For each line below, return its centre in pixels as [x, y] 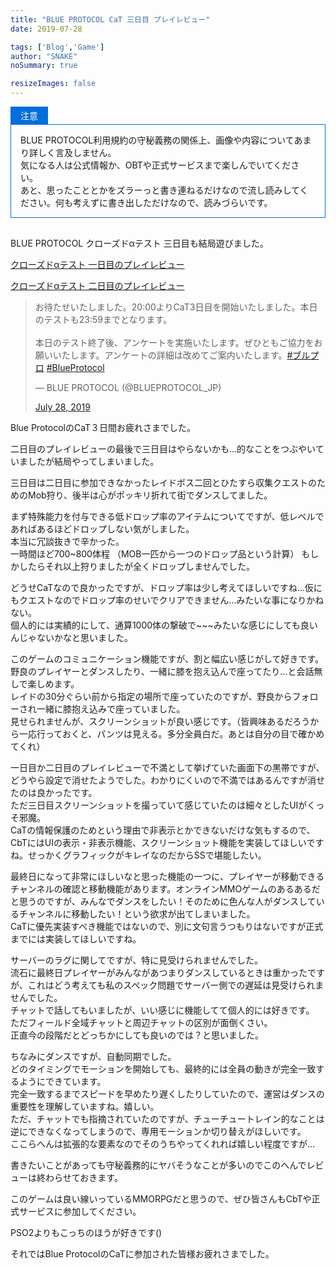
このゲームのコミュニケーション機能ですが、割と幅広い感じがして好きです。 [167, 659]
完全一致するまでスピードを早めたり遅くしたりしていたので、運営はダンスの [167, 1094]
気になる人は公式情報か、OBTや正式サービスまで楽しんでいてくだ [156, 165]
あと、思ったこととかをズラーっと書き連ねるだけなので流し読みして [160, 190]
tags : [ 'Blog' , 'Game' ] [57, 47]
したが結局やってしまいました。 [93, 461]
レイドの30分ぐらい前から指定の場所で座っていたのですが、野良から [151, 696]
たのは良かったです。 [54, 792]
